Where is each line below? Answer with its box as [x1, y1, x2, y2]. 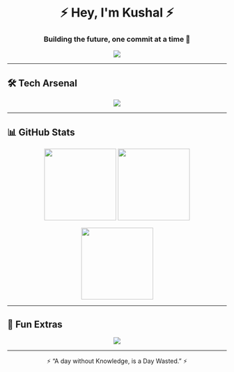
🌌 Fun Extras [7, 318, 63, 330]
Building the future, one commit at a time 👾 [43, 35, 191, 45]
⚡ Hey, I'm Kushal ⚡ [60, 5, 174, 21]
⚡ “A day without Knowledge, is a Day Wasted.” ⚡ [46, 357, 188, 365]
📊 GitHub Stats [7, 126, 75, 138]
